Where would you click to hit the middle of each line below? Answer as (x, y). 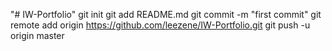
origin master (37, 35)
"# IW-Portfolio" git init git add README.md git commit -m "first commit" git (166, 14)
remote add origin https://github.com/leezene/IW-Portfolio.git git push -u (160, 25)
